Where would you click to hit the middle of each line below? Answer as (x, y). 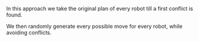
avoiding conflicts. (29, 33)
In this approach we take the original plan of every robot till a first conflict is (100, 9)
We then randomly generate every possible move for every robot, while (94, 26)
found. (14, 15)
